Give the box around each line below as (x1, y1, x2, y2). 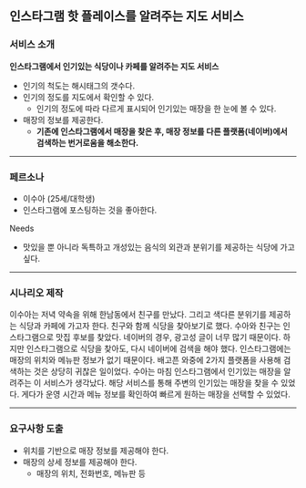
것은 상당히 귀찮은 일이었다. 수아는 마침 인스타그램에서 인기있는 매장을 (33, 366, 282, 377)
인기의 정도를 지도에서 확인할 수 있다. (22, 91, 155, 102)
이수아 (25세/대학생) (22, 192, 96, 203)
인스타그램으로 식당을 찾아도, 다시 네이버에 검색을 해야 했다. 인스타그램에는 (25, 343, 291, 354)
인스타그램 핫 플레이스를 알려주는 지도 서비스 (9, 8, 244, 25)
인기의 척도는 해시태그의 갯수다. (22, 80, 135, 91)
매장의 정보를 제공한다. (22, 114, 104, 125)
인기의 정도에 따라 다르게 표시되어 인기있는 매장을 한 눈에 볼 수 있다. (36, 103, 277, 114)
